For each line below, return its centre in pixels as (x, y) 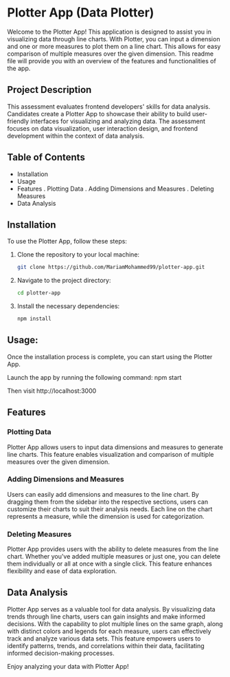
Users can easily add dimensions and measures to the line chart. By (103, 494)
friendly (18, 121)
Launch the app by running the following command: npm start (94, 377)
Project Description (49, 90)
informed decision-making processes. (61, 653)
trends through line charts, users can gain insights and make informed (106, 616)
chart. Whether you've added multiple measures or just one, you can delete (114, 557)
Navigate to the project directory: (64, 281)
